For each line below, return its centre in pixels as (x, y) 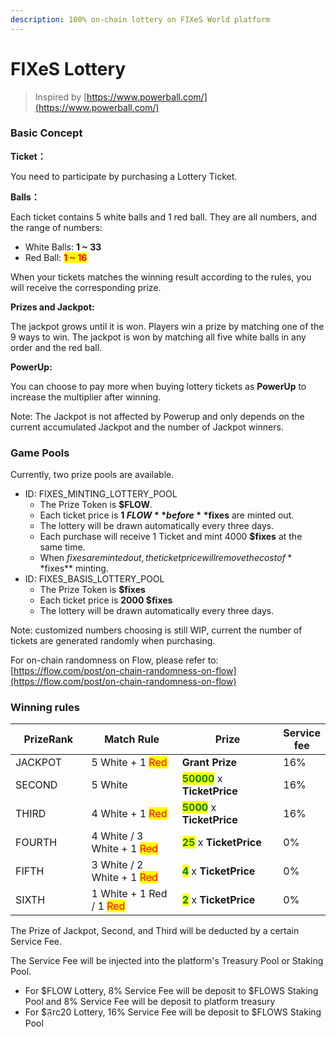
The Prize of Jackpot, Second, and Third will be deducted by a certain (155, 931)
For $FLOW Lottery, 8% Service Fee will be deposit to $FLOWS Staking (171, 991)
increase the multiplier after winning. (86, 397)
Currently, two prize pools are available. (92, 475)
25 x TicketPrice (221, 843)
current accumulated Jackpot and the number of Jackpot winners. (147, 427)
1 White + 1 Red (129, 894)
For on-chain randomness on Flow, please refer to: (114, 660)
